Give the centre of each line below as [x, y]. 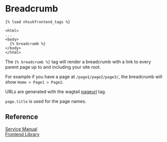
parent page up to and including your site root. [53, 67]
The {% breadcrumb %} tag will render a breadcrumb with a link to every [78, 62]
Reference [22, 117]
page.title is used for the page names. [46, 101]
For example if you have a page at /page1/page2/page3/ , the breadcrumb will [84, 76]
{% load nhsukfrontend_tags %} [38, 22]
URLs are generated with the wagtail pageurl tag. [56, 91]
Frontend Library [22, 134]
